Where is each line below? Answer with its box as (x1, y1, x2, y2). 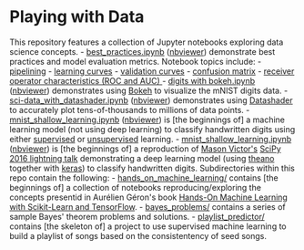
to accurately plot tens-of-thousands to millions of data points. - (9, 104, 250, 115)
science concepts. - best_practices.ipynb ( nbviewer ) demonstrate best (9, 46, 276, 57)
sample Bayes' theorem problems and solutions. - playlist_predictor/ (9, 211, 266, 222)
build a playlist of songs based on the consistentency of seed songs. (9, 230, 267, 241)
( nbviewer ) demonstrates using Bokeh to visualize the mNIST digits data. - (9, 85, 289, 96)
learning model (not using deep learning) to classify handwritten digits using (9, 123, 296, 134)
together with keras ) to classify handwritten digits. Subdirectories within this (9, 162, 296, 173)
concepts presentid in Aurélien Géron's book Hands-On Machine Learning (9, 192, 289, 203)
